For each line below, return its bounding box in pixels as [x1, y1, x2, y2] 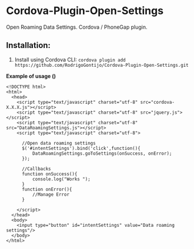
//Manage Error [32, 192, 69, 197]
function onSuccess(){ [21, 171, 78, 177]
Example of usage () [6, 72, 56, 80]
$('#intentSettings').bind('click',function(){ [21, 145, 141, 151]
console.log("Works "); [32, 176, 91, 182]
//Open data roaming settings [21, 140, 96, 146]
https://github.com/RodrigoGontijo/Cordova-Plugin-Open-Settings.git [14, 62, 189, 68]
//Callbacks [21, 166, 51, 172]
